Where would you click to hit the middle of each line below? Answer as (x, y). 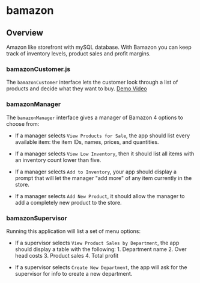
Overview (25, 33)
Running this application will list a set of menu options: (74, 231)
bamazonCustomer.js (38, 69)
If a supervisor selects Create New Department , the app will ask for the (101, 267)
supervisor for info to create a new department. (74, 273)
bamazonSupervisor (37, 218)
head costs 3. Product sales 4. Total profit (67, 255)
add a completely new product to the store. (68, 202)
